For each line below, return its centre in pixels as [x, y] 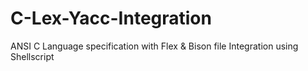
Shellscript [32, 56]
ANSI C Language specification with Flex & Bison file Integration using [154, 46]
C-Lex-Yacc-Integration [111, 18]
